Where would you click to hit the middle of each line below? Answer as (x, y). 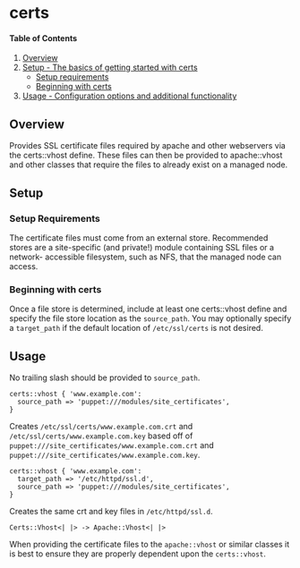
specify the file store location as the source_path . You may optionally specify (150, 318)
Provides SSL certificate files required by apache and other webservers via (148, 146)
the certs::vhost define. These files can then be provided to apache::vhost (146, 156)
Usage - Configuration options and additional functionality (129, 96)
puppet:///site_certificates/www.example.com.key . (105, 455)
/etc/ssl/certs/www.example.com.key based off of (101, 436)
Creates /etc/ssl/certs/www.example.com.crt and (101, 426)
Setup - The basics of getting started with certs (110, 68)
